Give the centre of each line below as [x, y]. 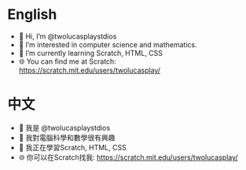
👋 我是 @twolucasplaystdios [64, 128]
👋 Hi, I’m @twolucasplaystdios [68, 36]
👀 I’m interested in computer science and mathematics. [108, 44]
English [32, 15]
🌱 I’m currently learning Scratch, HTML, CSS [90, 53]
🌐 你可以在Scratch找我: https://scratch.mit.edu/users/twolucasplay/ [129, 157]
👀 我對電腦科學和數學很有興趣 [67, 137]
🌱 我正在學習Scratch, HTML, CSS [72, 147]
